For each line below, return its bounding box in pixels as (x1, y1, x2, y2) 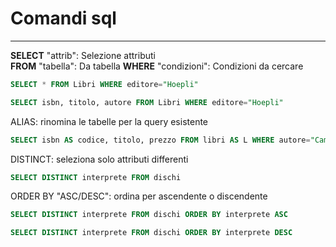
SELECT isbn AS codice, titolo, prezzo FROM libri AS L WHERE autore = (10, 135, 311, 145)
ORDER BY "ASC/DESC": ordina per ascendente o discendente (10, 190, 268, 202)
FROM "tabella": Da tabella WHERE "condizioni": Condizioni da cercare (10, 60, 304, 72)
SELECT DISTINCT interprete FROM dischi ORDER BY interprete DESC (10, 228, 293, 238)
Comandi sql (10, 7, 117, 30)
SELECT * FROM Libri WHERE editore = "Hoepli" (10, 79, 199, 89)
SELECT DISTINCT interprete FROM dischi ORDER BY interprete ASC (10, 210, 288, 220)
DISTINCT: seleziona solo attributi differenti (10, 153, 189, 165)
